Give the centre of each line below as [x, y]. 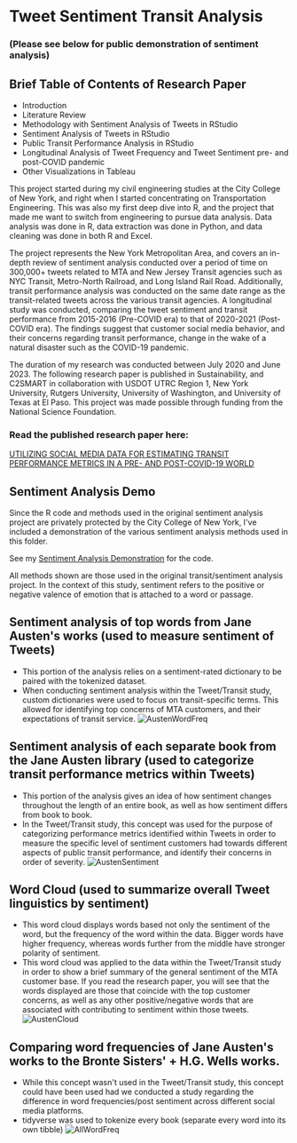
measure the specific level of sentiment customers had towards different [155, 843]
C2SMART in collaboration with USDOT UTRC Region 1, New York [129, 383]
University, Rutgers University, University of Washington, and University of [145, 393]
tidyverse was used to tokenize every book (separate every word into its [154, 1120]
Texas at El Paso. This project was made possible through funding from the [146, 402]
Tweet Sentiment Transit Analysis [136, 16]
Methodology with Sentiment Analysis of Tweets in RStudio [130, 124]
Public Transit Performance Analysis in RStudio [108, 143]
